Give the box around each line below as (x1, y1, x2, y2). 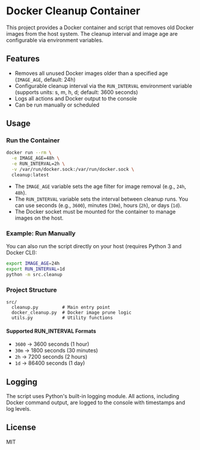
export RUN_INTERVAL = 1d (6, 266, 65, 272)
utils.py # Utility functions (11, 315, 113, 321)
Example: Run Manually (6, 229, 76, 237)
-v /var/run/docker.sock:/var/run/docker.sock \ (11, 167, 135, 173)
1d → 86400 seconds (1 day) (14, 360, 85, 367)
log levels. (6, 405, 32, 412)
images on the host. (14, 214, 64, 221)
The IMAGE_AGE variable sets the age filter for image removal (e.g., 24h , (14, 183, 186, 190)
